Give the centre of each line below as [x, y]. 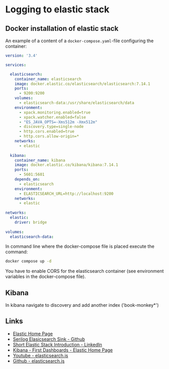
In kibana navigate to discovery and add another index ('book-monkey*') [82, 305]
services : [16, 65]
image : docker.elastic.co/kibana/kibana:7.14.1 [66, 165]
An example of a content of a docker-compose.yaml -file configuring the [80, 41]
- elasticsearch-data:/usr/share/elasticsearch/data [77, 103]
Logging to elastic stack [57, 10]
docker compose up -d [29, 261]
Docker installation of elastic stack [62, 29]
